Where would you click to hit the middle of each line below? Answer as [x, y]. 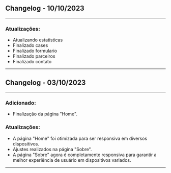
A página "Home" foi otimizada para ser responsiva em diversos [80, 138]
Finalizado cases [30, 45]
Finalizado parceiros [34, 56]
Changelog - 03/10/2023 [46, 82]
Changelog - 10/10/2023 [45, 8]
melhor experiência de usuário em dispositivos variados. [72, 160]
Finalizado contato [32, 62]
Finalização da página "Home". [45, 114]
